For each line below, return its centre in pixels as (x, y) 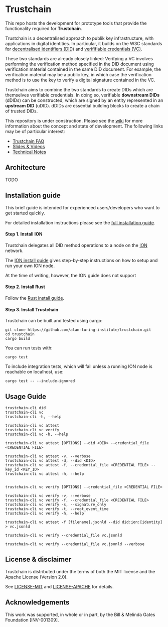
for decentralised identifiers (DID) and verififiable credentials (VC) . (74, 49)
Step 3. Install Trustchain (32, 309)
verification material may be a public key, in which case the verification (78, 74)
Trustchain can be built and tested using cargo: (54, 321)
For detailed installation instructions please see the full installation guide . (80, 222)
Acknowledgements (37, 603)
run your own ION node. (30, 266)
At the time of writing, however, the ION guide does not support (71, 275)
